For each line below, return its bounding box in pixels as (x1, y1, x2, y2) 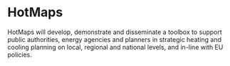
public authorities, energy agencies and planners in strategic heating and (7, 35, 222, 43)
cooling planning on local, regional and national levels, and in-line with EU (7, 43, 224, 51)
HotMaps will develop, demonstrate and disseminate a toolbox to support (7, 28, 222, 36)
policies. (7, 50, 32, 59)
